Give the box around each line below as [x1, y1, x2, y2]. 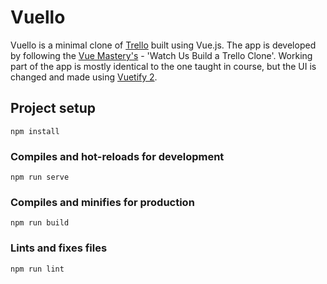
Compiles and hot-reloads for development [10, 149, 225, 163]
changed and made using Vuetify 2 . [10, 71, 158, 83]
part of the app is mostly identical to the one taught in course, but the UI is [10, 60, 317, 72]
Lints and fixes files [10, 241, 108, 255]
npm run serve [10, 172, 70, 183]
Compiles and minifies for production [10, 195, 195, 209]
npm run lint [10, 264, 65, 274]
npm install [10, 126, 60, 136]
